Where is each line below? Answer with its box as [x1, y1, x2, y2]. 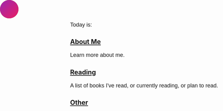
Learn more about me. [70, 52, 125, 59]
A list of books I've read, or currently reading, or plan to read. [70, 82, 219, 89]
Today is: [70, 22, 93, 28]
